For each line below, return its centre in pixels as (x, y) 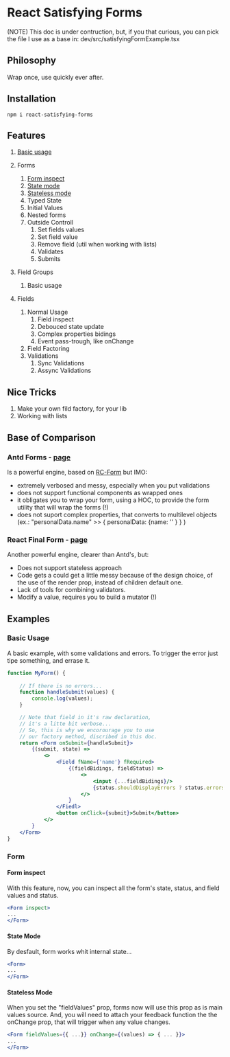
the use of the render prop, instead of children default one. (100, 582)
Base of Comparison (51, 437)
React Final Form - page (47, 539)
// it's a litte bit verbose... (65, 724)
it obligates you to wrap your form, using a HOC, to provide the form (113, 500)
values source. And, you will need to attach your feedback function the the (112, 1015)
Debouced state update (71, 327)
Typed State (44, 201)
